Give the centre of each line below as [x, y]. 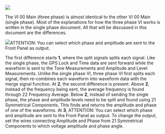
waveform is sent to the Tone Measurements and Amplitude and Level [76, 68]
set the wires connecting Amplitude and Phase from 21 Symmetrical [74, 121]
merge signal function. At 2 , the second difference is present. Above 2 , [77, 84]
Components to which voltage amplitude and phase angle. [64, 126]
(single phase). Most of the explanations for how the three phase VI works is [83, 22]
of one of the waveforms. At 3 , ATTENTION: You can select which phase [79, 110]
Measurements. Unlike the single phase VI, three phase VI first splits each [80, 73]
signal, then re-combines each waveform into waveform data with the [76, 79]
